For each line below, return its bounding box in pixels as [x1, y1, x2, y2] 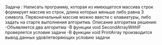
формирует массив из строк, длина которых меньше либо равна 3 [5, 9, 144, 15]
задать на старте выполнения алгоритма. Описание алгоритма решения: [5, 19, 157, 25]
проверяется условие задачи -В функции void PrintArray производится [5, 30, 152, 35]
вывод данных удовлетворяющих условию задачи [5, 34, 110, 40]
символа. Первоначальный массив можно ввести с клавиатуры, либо [5, 14, 151, 20]
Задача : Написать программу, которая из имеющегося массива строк [5, 4, 154, 10]
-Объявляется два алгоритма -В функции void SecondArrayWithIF [5, 24, 141, 30]
